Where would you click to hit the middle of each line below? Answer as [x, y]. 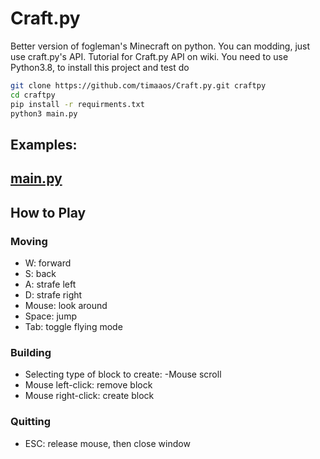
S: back [40, 273]
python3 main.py [44, 113]
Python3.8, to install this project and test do [100, 67]
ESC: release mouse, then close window [107, 443]
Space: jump [50, 316]
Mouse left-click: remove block [88, 385]
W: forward [48, 263]
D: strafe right [53, 294]
